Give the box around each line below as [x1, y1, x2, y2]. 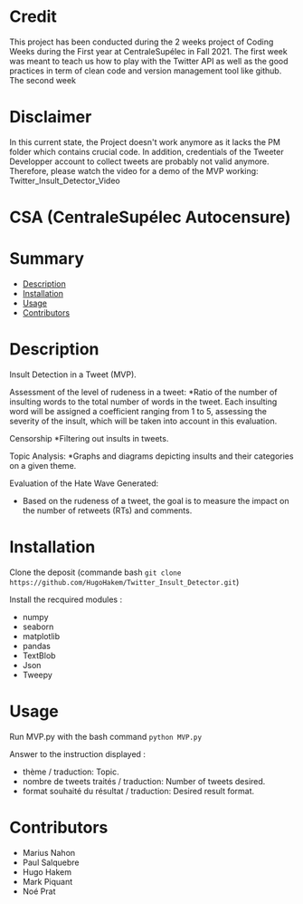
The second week [9, 74, 77, 85]
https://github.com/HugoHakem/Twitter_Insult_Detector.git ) [9, 576, 240, 587]
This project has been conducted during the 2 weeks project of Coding [9, 36, 274, 47]
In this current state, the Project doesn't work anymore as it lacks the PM [9, 136, 280, 147]
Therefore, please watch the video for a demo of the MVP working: [9, 165, 260, 176]
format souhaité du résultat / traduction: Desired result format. [22, 785, 255, 796]
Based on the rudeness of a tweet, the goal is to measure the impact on [22, 495, 289, 506]
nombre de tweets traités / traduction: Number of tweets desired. [22, 775, 266, 786]
